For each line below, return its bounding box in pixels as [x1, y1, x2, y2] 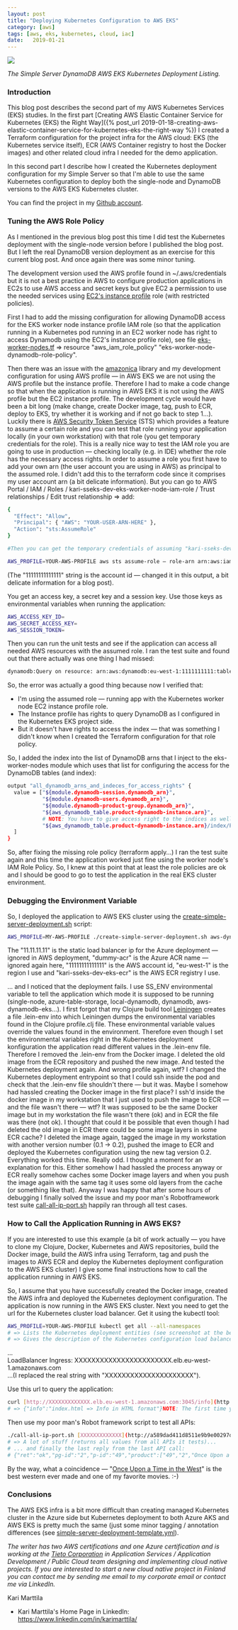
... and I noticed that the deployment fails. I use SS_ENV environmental [7, 982, 213, 991]
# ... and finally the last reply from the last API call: [7, 1445, 186, 1452]
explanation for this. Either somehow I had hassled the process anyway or [7, 1163, 223, 1172]
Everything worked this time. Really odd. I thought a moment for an [7, 1155, 203, 1164]
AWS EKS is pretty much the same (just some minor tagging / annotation [7, 1521, 219, 1529]
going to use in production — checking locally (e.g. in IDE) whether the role [7, 447, 227, 455]
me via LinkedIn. [7, 1580, 55, 1588]
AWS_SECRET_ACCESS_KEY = [7, 620, 78, 627]
